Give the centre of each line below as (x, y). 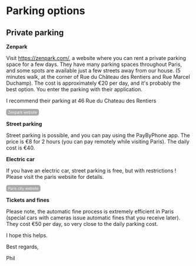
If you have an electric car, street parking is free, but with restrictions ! (91, 171)
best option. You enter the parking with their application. (74, 89)
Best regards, (22, 247)
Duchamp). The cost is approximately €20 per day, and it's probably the (93, 83)
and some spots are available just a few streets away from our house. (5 (93, 71)
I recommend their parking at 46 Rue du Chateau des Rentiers (81, 101)
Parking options (46, 11)
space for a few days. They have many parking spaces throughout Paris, (94, 64)
